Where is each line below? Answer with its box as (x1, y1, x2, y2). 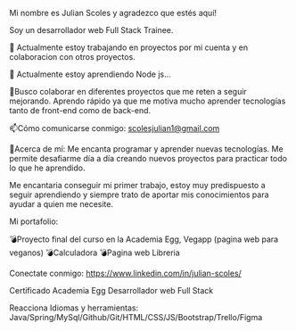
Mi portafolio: (9, 216, 59, 227)
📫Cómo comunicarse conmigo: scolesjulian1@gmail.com (9, 123, 220, 133)
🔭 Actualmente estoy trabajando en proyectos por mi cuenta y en (9, 42, 248, 53)
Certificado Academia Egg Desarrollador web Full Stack (9, 285, 214, 295)
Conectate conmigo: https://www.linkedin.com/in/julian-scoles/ (9, 268, 243, 278)
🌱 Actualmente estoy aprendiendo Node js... (9, 69, 171, 79)
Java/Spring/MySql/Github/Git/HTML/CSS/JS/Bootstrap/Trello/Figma (9, 312, 263, 322)
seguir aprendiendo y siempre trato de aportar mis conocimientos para (9, 189, 269, 200)
